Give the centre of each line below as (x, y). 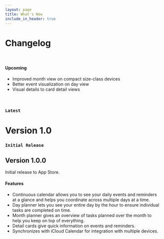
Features (14, 183)
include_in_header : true (30, 19)
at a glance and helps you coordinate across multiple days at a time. (81, 200)
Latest (13, 111)
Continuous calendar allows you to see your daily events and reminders (84, 194)
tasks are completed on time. (41, 210)
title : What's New (24, 14)
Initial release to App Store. (32, 172)
